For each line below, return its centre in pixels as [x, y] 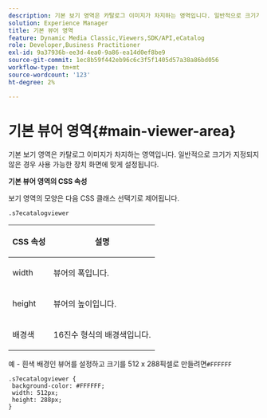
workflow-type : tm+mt [44, 68]
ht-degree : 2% [32, 82]
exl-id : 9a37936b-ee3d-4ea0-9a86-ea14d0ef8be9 [87, 53]
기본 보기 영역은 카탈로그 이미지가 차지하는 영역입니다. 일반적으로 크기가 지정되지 [134, 154]
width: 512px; [35, 393]
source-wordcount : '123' [49, 75]
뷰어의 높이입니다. [85, 304]
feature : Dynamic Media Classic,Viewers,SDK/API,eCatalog [106, 38]
